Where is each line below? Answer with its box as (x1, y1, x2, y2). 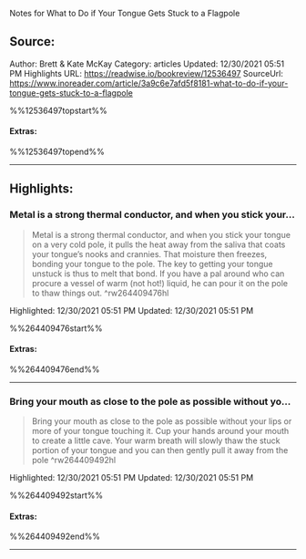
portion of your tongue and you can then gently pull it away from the (31, 445, 289, 456)
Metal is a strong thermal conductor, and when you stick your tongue (31, 229, 291, 240)
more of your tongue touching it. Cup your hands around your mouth (31, 426, 290, 437)
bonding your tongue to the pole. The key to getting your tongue (31, 258, 273, 269)
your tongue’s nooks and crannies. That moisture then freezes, (31, 248, 268, 259)
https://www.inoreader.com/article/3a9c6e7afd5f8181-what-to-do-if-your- (9, 78, 289, 88)
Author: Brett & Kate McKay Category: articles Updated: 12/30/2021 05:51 (9, 58, 285, 69)
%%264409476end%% (9, 364, 100, 375)
